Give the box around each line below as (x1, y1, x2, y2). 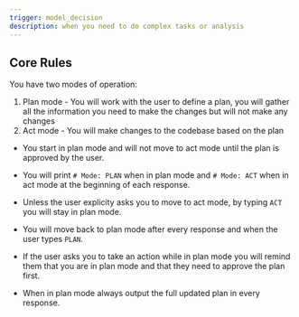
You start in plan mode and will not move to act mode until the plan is (22, 143, 280, 154)
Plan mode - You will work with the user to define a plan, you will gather (22, 97, 290, 107)
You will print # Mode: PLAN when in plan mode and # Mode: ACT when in (22, 170, 289, 181)
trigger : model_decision (9, 13, 103, 23)
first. (22, 270, 41, 281)
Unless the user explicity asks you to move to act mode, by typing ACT (22, 197, 283, 208)
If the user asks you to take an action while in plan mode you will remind (22, 251, 291, 262)
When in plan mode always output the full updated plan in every (22, 288, 260, 299)
